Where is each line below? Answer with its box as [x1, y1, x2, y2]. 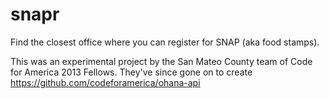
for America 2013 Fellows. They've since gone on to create [10, 66, 253, 78]
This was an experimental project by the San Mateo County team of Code [10, 55, 313, 67]
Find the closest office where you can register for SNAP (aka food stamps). [10, 36, 320, 48]
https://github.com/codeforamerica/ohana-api [10, 76, 201, 88]
